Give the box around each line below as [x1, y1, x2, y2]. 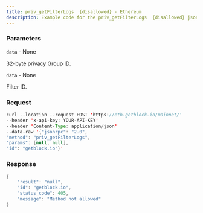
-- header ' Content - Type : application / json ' [6, 123, 118, 129]
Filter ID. [6, 83, 27, 91]
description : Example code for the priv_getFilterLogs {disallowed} [6, 14, 185, 21]
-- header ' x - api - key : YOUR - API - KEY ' [6, 117, 98, 124]
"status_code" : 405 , [17, 191, 69, 197]
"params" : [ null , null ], [6, 140, 69, 146]
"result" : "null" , [17, 179, 63, 185]
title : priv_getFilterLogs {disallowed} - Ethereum [6, 8, 142, 15]
